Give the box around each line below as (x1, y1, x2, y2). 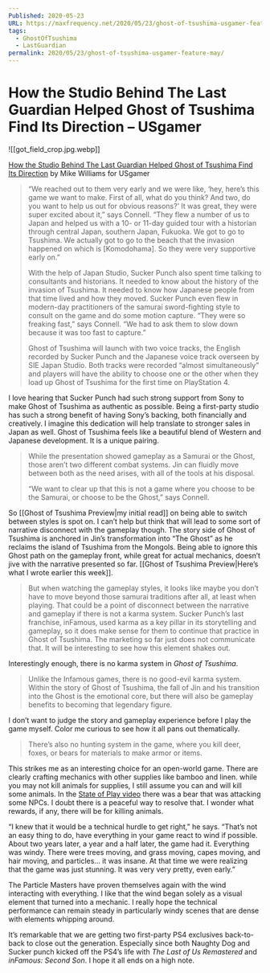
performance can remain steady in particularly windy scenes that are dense (8, 906, 260, 915)
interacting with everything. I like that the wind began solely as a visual (8, 889, 243, 898)
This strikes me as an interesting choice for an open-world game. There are (8, 763, 259, 773)
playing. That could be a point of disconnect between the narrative (27, 600, 249, 610)
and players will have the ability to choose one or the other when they (27, 369, 259, 378)
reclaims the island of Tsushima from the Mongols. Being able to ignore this (8, 542, 258, 551)
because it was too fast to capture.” (27, 327, 146, 337)
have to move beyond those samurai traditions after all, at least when (27, 591, 257, 601)
